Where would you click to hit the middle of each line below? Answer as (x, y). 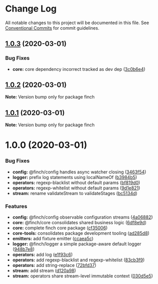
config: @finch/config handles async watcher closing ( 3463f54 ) (79, 172)
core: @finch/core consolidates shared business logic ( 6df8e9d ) (80, 223)
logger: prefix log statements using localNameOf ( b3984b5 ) (75, 177)
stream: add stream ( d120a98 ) (44, 271)
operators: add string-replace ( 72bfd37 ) (54, 265)
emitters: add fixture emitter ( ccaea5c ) (53, 239)
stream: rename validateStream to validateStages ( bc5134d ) (75, 193)
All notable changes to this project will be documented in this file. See (77, 23)
